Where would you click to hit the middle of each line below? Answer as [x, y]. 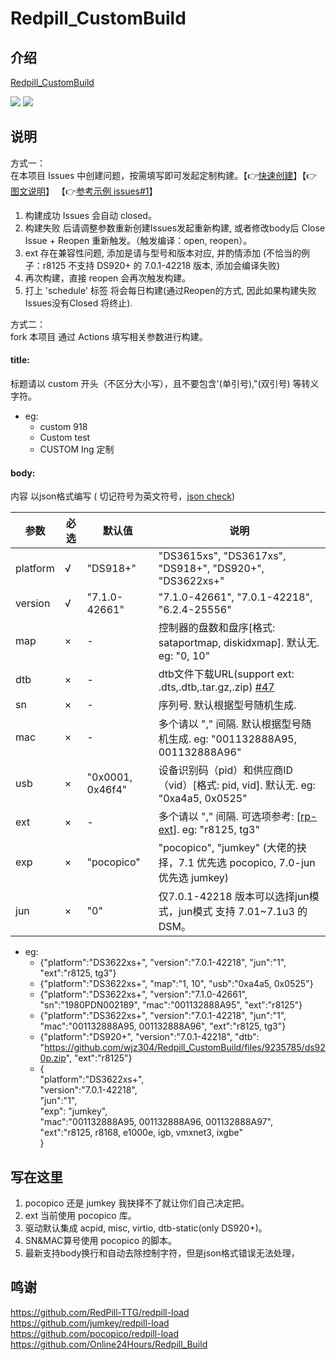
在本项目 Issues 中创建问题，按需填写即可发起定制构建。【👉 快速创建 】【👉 [164, 175]
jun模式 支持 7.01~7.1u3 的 [243, 912]
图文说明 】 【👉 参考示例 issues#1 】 [84, 191]
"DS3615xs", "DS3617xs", [222, 556]
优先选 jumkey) [194, 878]
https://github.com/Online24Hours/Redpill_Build [109, 1344]
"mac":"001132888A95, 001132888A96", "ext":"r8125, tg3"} [163, 1026]
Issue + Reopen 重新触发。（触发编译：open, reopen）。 [138, 240]
